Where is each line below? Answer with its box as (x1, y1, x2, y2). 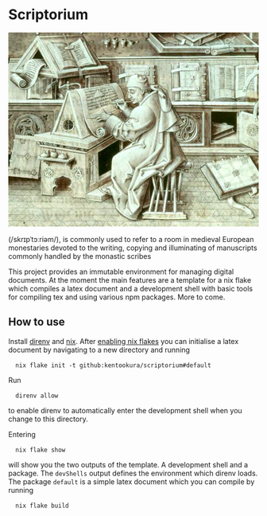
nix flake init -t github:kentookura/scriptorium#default (15, 361, 212, 369)
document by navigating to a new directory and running (8, 345, 191, 354)
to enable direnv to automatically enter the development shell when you (8, 405, 242, 415)
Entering (8, 429, 36, 439)
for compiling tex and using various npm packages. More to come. (8, 292, 226, 302)
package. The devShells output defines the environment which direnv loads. (8, 468, 258, 478)
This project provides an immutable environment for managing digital (8, 267, 234, 276)
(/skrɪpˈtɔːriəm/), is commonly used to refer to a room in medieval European (8, 234, 254, 244)
